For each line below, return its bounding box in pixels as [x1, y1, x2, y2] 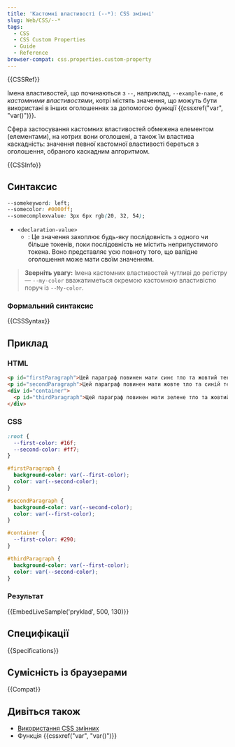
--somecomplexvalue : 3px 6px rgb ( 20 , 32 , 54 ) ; [7, 213, 145, 220]
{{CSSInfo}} [7, 161, 42, 169]
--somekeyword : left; [7, 199, 71, 207]
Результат [7, 591, 44, 601]
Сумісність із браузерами [7, 666, 127, 678]
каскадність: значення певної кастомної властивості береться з [7, 140, 199, 148]
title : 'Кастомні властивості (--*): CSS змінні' [7, 10, 155, 18]
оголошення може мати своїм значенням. [27, 255, 155, 264]
